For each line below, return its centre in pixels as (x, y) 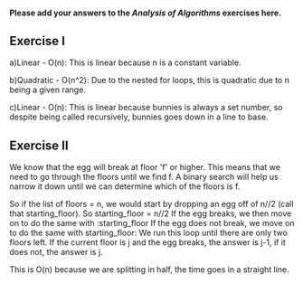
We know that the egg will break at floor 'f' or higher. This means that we (145, 167)
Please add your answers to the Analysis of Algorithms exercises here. (146, 13)
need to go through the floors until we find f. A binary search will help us (144, 177)
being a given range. (47, 90)
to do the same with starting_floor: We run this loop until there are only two (148, 233)
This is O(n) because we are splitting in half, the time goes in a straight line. (149, 270)
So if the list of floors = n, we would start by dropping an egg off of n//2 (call (151, 204)
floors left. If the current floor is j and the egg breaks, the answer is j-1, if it (148, 242)
